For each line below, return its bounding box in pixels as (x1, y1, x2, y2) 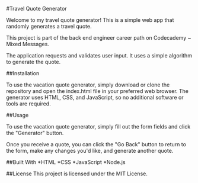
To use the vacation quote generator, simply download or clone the (6, 81, 170, 88)
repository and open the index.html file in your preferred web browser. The (6, 88, 189, 94)
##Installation (6, 70, 40, 76)
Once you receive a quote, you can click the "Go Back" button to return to (6, 141, 187, 147)
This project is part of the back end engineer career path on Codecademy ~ (6, 34, 191, 41)
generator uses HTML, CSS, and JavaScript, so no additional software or (6, 94, 184, 101)
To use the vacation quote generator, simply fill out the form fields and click (6, 123, 191, 130)
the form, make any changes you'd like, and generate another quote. (6, 147, 174, 154)
